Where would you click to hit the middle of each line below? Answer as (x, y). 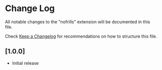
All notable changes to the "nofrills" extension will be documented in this (78, 22)
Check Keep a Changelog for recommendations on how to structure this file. (81, 36)
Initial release (25, 63)
